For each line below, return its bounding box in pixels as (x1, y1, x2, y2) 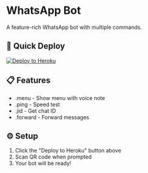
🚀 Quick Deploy (6, 41, 65, 51)
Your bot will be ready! (14, 160, 71, 167)
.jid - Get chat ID (14, 107, 56, 115)
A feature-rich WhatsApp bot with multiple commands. (6, 24, 142, 31)
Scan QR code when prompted (14, 153, 92, 160)
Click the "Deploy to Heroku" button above (14, 147, 122, 154)
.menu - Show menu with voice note (14, 94, 106, 101)
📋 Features (6, 75, 51, 86)
